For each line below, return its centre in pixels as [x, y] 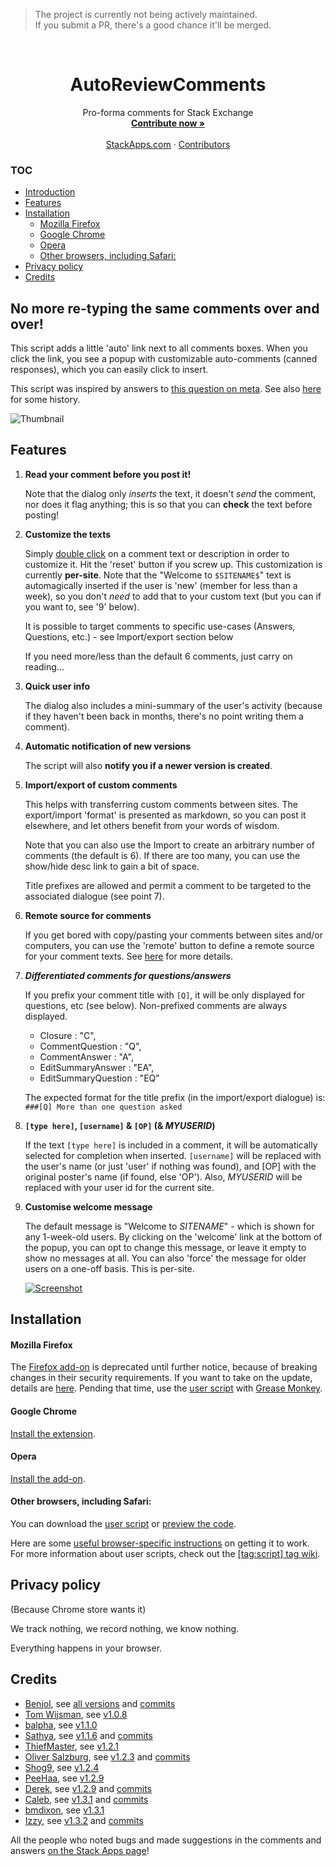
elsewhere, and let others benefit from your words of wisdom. [152, 825]
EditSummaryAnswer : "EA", [97, 1067]
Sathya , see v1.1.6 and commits [88, 1735]
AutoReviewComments [168, 85]
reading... [44, 666]
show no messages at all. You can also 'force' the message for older [165, 1258]
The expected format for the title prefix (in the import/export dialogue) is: [175, 1097]
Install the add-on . [48, 1478]
